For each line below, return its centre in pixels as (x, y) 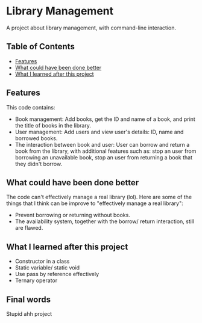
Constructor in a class (42, 261)
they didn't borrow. (38, 164)
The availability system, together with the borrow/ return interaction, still (105, 221)
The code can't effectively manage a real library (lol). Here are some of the (99, 197)
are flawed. (29, 228)
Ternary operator (36, 280)
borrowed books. (36, 138)
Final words (29, 299)
